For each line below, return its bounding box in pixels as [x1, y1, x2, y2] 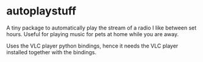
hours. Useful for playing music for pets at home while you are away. [6, 30, 179, 37]
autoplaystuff [6, 4, 77, 18]
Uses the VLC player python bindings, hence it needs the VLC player [6, 42, 179, 49]
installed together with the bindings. [6, 48, 96, 55]
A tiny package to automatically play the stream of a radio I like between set [6, 24, 197, 31]
